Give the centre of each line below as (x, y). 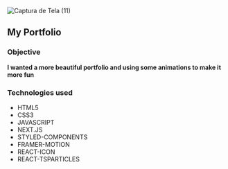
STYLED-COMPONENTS (52, 137)
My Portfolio (34, 32)
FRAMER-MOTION (44, 144)
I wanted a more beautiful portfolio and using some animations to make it (114, 67)
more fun (21, 74)
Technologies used (40, 92)
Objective (24, 52)
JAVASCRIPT (36, 122)
